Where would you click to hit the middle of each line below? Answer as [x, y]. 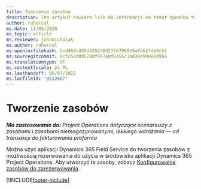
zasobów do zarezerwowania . [43, 169]
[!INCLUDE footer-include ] [38, 180]
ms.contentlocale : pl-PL [37, 67]
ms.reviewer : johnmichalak [40, 40]
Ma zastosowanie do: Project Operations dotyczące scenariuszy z [89, 125]
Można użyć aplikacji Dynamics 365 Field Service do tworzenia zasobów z [98, 149]
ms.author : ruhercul [32, 46]
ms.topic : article [29, 34]
